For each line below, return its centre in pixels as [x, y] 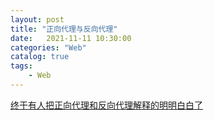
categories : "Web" [48, 47]
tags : [21, 66]
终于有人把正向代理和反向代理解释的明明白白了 [106, 105]
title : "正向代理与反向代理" [64, 29]
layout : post [37, 19]
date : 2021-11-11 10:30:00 [71, 38]
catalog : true [40, 57]
